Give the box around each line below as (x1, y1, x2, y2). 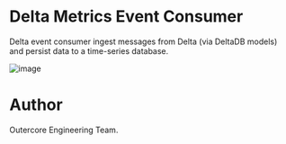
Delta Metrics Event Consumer (9, 6, 244, 27)
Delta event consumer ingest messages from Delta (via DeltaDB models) (9, 36, 278, 47)
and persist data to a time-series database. (9, 45, 169, 56)
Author (9, 94, 63, 115)
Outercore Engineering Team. (9, 124, 119, 135)
